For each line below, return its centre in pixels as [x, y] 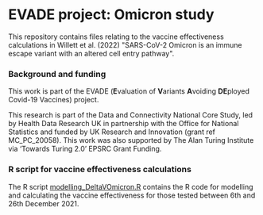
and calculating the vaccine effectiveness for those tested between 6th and [132, 195]
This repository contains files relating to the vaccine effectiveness [116, 36]
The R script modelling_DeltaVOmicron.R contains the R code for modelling [131, 186]
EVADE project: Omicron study [111, 15]
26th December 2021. [44, 203]
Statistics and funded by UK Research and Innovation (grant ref [112, 132]
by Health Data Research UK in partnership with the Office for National [124, 124]
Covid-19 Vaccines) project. [54, 100]
